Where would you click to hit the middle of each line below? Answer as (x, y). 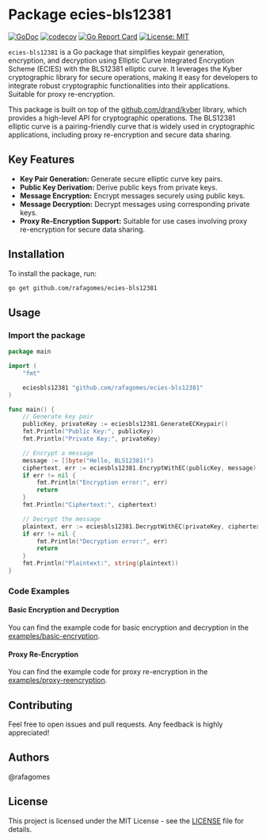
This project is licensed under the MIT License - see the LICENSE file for (126, 821)
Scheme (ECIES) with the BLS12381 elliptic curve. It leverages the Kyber (125, 68)
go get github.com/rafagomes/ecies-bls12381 (83, 288)
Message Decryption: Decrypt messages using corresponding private (135, 204)
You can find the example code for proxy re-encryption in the (108, 672)
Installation (36, 254)
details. (20, 829)
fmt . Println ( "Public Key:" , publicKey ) (88, 432)
